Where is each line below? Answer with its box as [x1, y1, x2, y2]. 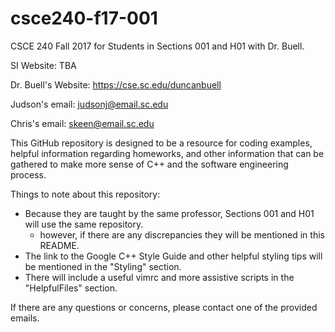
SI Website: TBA [10, 59, 77, 71]
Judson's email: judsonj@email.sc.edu [10, 98, 169, 110]
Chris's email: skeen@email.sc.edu [10, 117, 155, 129]
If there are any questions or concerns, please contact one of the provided [10, 301, 318, 313]
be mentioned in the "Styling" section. [24, 260, 182, 272]
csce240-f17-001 [10, 7, 158, 30]
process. [10, 168, 47, 181]
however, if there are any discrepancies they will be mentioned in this [39, 228, 325, 241]
